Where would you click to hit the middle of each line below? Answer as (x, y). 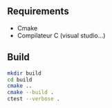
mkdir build (24, 73)
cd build (20, 80)
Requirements (38, 11)
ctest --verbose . (34, 99)
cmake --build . (30, 93)
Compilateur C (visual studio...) (61, 35)
